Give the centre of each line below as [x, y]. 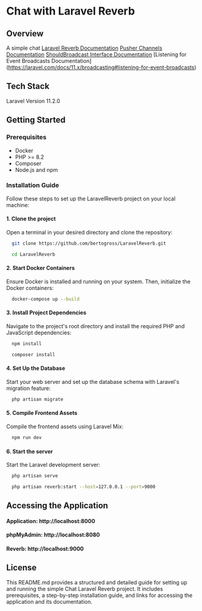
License [21, 568]
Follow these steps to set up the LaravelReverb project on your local [91, 199]
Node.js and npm [36, 170]
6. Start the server [30, 451]
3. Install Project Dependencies [46, 312]
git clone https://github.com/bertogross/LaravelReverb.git [89, 243]
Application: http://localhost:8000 [51, 521]
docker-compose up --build [46, 299]
